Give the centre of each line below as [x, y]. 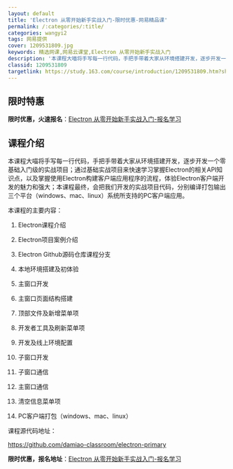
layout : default [31, 13]
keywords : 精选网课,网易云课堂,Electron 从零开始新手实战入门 [90, 53]
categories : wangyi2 [38, 33]
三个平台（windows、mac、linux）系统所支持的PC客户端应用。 [98, 196]
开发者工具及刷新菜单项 [51, 328]
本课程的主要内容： [35, 210]
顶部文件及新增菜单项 [48, 313]
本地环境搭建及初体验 [48, 269]
